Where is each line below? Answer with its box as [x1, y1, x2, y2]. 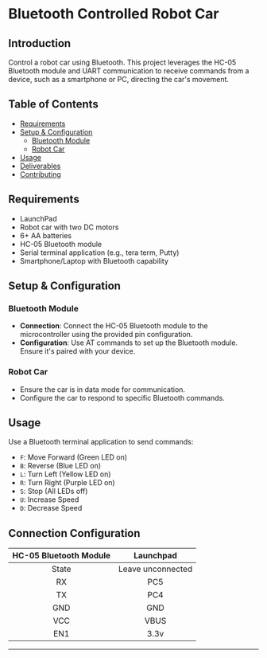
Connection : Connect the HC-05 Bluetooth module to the [19, 321, 208, 331]
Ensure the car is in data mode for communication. [19, 384, 185, 394]
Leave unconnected [118, 563, 193, 574]
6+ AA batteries [19, 230, 72, 240]
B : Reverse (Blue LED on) [19, 461, 102, 471]
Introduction [8, 37, 72, 50]
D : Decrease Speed [19, 503, 83, 513]
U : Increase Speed [19, 495, 79, 504]
